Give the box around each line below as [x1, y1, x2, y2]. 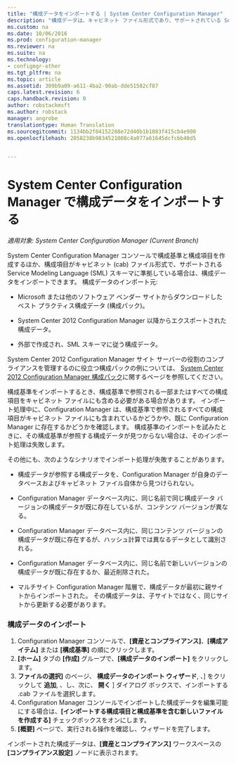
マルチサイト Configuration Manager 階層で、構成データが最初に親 [17, 583, 211, 591]
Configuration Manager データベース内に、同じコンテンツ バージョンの [17, 527, 223, 535]
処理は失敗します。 [13, 440, 69, 449]
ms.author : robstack [7, 108, 68, 115]
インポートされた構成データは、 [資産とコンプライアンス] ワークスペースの [7, 740, 222, 748]
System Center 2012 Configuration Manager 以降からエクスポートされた [17, 316, 227, 325]
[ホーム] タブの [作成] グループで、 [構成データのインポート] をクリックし [17, 655, 229, 663]
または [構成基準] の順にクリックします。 [39, 646, 159, 654]
